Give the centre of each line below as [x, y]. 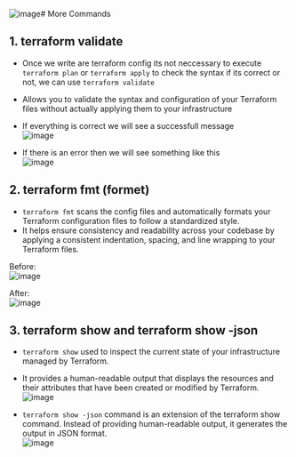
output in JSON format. [64, 433]
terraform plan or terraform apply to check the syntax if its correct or [151, 72]
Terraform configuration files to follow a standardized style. [131, 220]
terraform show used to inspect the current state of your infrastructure [151, 352]
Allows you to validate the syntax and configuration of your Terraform [149, 99]
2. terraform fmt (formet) [80, 190]
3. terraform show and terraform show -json [134, 330]
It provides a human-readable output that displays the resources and [148, 379]
